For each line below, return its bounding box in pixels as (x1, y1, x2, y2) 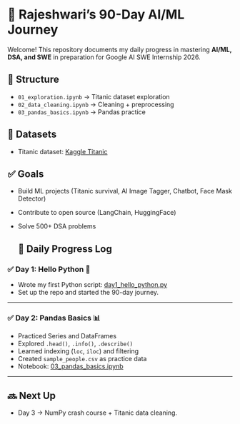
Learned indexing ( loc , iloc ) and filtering (17, 347, 139, 355)
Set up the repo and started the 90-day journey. (17, 288, 159, 297)
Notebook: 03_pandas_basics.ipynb (17, 362, 124, 370)
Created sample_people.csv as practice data (17, 355, 147, 363)
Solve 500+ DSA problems (17, 222, 96, 231)
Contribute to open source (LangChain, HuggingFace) (17, 208, 176, 217)
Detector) (17, 194, 46, 203)
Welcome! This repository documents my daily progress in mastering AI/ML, (7, 45, 232, 54)
